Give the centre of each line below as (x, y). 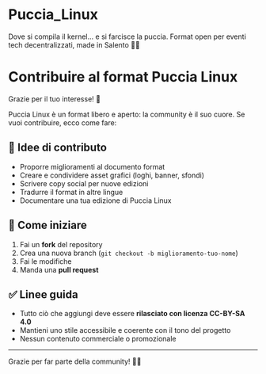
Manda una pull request (59, 269)
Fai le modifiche (46, 261)
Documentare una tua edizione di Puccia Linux (95, 200)
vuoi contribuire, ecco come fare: (63, 122)
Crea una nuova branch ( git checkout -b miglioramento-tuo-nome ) (129, 253)
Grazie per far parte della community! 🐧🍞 (75, 361)
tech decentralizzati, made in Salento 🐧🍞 (74, 44)
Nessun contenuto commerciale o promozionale (98, 339)
